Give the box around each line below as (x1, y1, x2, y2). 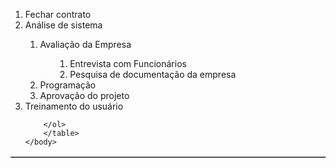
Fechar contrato (24, 9, 92, 20)
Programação (39, 79, 97, 91)
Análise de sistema (24, 19, 103, 31)
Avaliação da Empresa (39, 39, 132, 50)
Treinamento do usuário (24, 100, 124, 112)
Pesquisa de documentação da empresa (69, 69, 237, 80)
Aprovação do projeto (39, 90, 130, 101)
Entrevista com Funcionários (69, 58, 187, 69)
